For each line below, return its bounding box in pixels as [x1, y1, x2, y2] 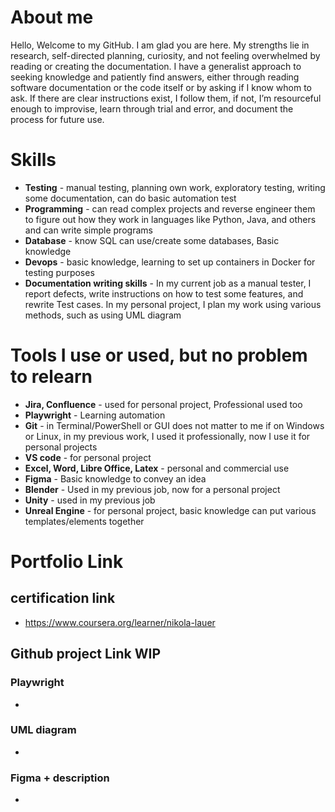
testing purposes [24, 266, 95, 278]
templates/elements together [24, 515, 145, 527]
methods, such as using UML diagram [24, 309, 182, 321]
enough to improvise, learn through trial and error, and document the [10, 102, 294, 115]
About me [10, 6, 94, 29]
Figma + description [10, 771, 110, 785]
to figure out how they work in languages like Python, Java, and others [24, 213, 317, 225]
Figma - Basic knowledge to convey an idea [24, 472, 207, 485]
